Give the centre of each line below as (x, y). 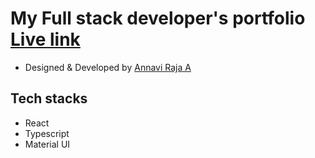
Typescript (47, 133)
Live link (45, 39)
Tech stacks (49, 98)
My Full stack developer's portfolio (158, 18)
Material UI (47, 144)
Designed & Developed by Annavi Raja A (108, 67)
